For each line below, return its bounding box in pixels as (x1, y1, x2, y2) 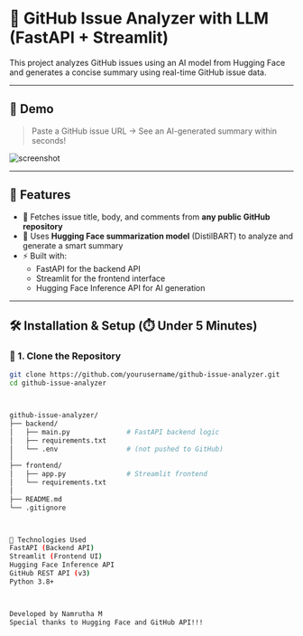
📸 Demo (9, 101, 54, 117)
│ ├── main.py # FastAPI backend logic (9, 427, 220, 436)
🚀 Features (9, 187, 71, 202)
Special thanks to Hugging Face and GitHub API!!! (9, 618, 204, 627)
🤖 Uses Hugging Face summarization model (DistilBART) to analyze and (22, 230, 294, 241)
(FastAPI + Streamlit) (9, 27, 169, 48)
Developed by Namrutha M (9, 609, 103, 618)
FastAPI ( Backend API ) (9, 544, 95, 553)
